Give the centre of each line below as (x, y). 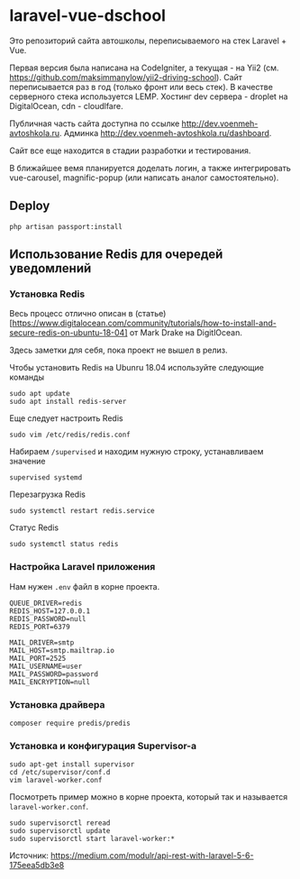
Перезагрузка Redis (47, 494)
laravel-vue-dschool (88, 16)
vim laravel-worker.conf (56, 781)
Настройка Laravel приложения (82, 567)
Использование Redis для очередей (116, 255)
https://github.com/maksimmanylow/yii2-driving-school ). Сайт (126, 77)
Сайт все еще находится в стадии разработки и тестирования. (130, 151)
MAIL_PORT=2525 (38, 658)
